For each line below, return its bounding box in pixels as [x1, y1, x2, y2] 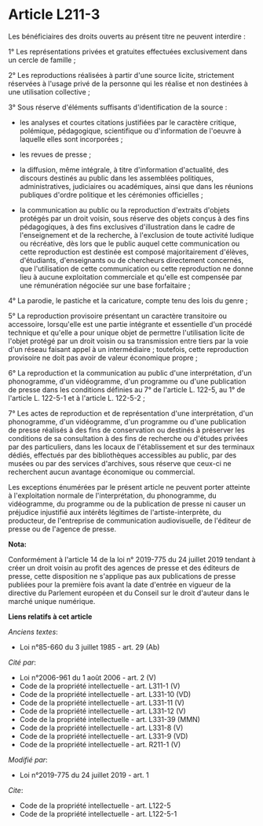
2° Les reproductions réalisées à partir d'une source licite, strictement [8, 70, 235, 80]
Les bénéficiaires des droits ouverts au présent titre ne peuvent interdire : [8, 31, 246, 41]
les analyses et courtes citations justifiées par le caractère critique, [19, 117, 237, 127]
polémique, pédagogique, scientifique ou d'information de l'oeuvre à [19, 126, 242, 135]
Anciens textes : [8, 627, 59, 636]
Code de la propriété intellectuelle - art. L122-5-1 [19, 809, 177, 818]
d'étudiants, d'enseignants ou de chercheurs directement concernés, [19, 255, 244, 265]
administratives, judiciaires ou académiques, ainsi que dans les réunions [19, 181, 254, 191]
